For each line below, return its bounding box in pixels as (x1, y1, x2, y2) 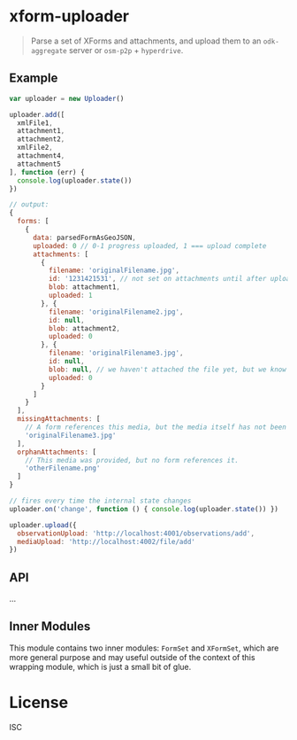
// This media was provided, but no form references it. (25, 456, 240, 464)
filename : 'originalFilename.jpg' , (48, 266, 179, 276)
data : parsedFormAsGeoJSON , (32, 233, 137, 242)
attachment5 (17, 160, 62, 168)
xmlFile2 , (17, 144, 53, 152)
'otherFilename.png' (25, 463, 101, 473)
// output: (9, 200, 49, 209)
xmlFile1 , (17, 118, 53, 128)
